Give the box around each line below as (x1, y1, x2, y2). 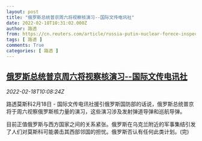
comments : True (6, 43, 44, 49)
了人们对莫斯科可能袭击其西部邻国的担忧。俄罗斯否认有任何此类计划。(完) (6, 128, 189, 135)
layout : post (6, 8, 39, 15)
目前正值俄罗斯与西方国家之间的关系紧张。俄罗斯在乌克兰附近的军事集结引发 (6, 121, 196, 128)
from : (6, 31, 20, 37)
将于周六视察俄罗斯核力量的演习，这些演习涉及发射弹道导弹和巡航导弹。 (6, 107, 185, 115)
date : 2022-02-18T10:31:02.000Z (6, 20, 87, 26)
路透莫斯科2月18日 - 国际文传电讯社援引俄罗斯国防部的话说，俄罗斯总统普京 (6, 100, 194, 107)
